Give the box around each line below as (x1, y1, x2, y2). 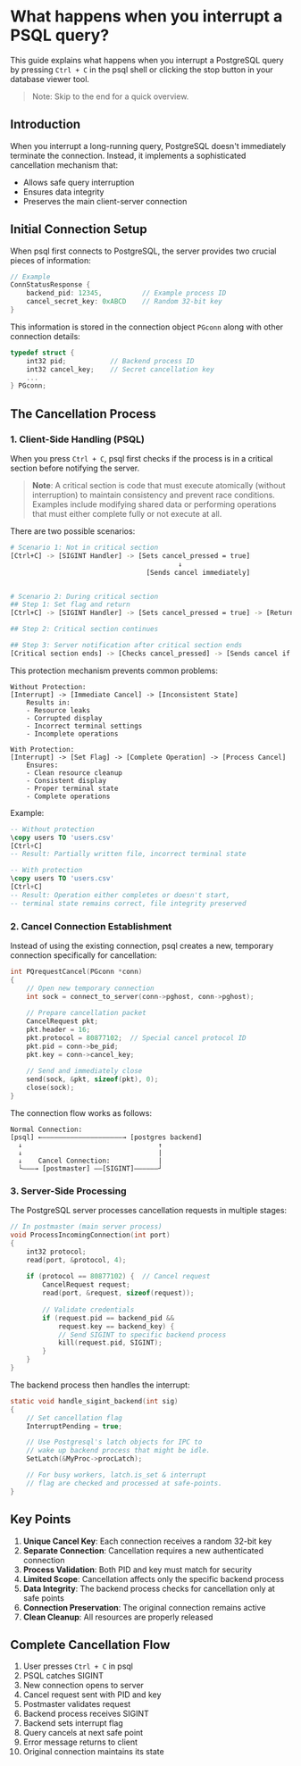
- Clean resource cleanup (26, 768, 123, 778)
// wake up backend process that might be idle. (26, 1446, 211, 1455)
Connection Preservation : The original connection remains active (22, 1602, 266, 1612)
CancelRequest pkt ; (26, 1017, 99, 1026)
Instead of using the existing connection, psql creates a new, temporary (10, 940, 274, 951)
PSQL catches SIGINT (22, 1670, 105, 1681)
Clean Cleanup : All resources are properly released (22, 1612, 213, 1622)
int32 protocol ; (26, 1247, 88, 1256)
